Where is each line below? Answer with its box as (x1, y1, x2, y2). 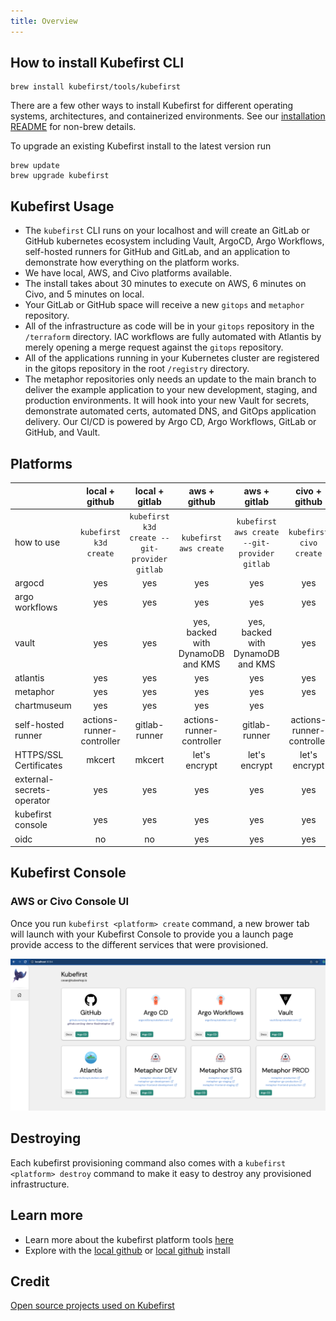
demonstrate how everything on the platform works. (24, 256, 240, 269)
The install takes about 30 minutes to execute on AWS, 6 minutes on (24, 278, 307, 290)
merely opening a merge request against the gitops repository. (24, 341, 284, 354)
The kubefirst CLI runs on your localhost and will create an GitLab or (24, 225, 310, 237)
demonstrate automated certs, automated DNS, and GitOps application (24, 405, 317, 417)
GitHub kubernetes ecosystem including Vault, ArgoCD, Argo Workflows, (24, 235, 325, 247)
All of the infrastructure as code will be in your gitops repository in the (24, 320, 315, 332)
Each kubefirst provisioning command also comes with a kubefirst (10, 1156, 287, 1169)
